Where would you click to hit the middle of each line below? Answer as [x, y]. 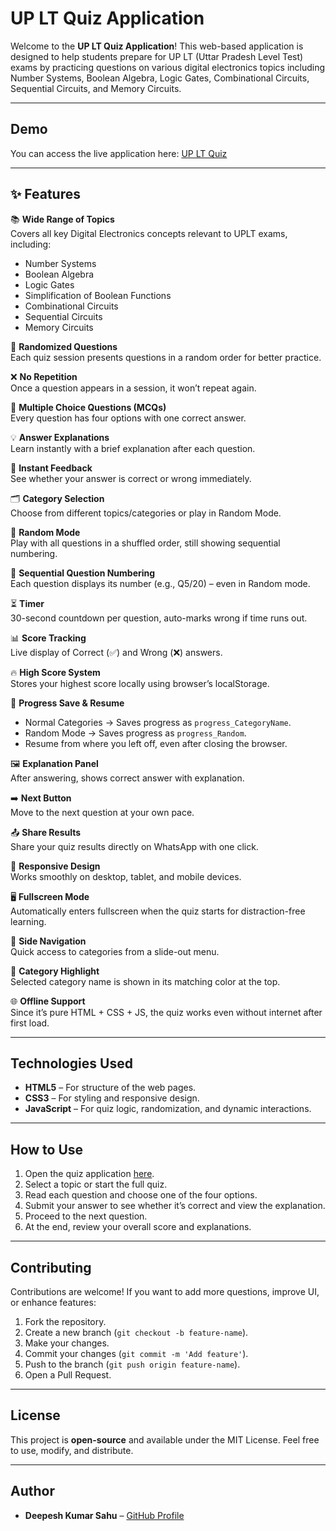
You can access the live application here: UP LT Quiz [119, 153]
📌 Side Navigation [48, 941]
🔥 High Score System [55, 672]
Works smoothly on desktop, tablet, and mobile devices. [126, 876]
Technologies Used [71, 1063]
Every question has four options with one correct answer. [128, 418]
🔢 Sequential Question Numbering [83, 573]
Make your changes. [67, 1343]
